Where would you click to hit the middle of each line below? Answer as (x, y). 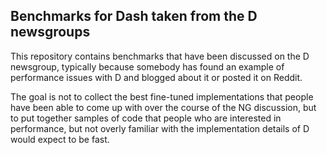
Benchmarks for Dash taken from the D (134, 16)
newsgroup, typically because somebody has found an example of (147, 66)
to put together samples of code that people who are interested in (146, 118)
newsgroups (50, 32)
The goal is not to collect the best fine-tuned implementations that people (162, 96)
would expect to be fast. (60, 139)
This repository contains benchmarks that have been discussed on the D (160, 56)
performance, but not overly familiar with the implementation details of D (160, 128)
